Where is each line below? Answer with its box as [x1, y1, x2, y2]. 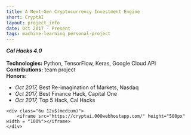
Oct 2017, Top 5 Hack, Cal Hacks [14, 96, 95, 104]
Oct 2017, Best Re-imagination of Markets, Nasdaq [14, 84, 139, 91]
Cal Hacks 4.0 [6, 47, 42, 54]
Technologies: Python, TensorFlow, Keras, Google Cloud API [6, 60, 156, 67]
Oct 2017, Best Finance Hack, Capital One [14, 90, 118, 98]
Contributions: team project [6, 66, 76, 73]
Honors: [6, 73, 27, 80]
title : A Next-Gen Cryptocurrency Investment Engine [6, 8, 140, 15]
